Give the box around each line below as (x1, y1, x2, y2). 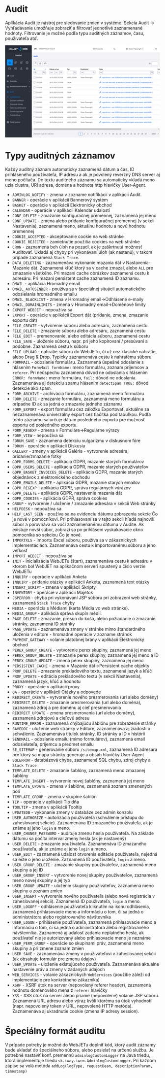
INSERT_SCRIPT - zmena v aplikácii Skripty (12, 584, 96, 590)
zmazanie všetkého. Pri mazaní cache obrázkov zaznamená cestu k (12, 270, 150, 276)
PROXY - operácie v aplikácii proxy (12, 684, 80, 690)
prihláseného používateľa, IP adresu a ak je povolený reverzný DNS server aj (5, 171, 160, 178)
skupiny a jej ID (12, 867, 43, 873)
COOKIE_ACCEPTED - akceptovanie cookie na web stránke (12, 234, 124, 239)
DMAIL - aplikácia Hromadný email (12, 281, 80, 287)
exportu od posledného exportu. (12, 422, 78, 428)
